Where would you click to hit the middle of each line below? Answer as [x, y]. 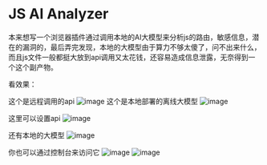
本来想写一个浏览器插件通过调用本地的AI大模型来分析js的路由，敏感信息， [130, 37]
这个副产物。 [36, 67]
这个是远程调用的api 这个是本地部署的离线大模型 [103, 101]
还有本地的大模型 [36, 135]
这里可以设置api [34, 118]
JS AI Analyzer [59, 14]
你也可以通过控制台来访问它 [54, 152]
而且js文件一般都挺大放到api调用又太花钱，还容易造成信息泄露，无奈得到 [128, 57]
